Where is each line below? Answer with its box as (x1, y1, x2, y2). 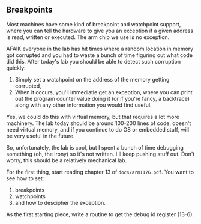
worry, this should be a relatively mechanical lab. (6, 156, 127, 164)
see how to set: (6, 174, 44, 182)
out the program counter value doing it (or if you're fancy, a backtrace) (14, 95, 190, 102)
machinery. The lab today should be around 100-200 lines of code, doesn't (6, 120, 191, 127)
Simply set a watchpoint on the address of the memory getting (14, 76, 170, 83)
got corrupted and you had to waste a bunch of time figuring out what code (6, 51, 193, 59)
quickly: (6, 64, 26, 71)
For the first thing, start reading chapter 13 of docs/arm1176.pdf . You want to (6, 168, 194, 175)
